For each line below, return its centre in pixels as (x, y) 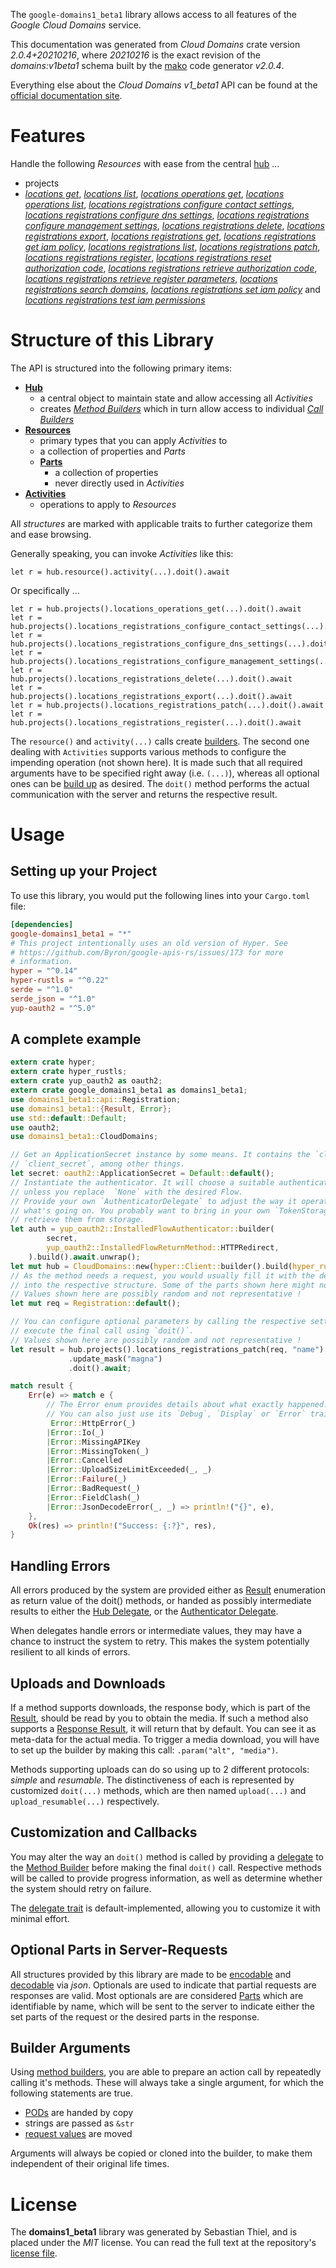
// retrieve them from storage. (77, 1220)
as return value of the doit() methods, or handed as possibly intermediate (161, 1601)
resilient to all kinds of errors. (70, 1652)
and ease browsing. (51, 534)
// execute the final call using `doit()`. (102, 1331)
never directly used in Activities (119, 483)
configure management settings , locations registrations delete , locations (174, 225)
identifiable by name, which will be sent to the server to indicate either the (162, 2006)
